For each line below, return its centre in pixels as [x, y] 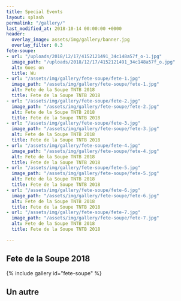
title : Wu [24, 73]
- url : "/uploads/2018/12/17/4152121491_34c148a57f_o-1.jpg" [84, 56]
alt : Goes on [28, 67]
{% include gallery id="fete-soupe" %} [54, 273]
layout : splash [25, 17]
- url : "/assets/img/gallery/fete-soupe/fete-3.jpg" [73, 124]
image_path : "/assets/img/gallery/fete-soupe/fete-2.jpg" [86, 106]
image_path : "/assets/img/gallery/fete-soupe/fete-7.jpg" [86, 218]
